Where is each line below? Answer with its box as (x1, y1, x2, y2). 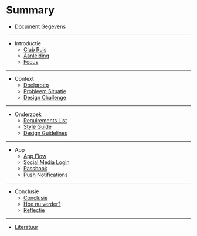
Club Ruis (23, 46, 47, 53)
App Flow (23, 152, 47, 159)
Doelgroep (23, 81, 49, 88)
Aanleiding (23, 52, 50, 59)
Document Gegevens (14, 23, 66, 30)
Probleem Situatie (23, 87, 66, 94)
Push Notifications (23, 171, 68, 178)
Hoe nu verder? (23, 200, 61, 207)
